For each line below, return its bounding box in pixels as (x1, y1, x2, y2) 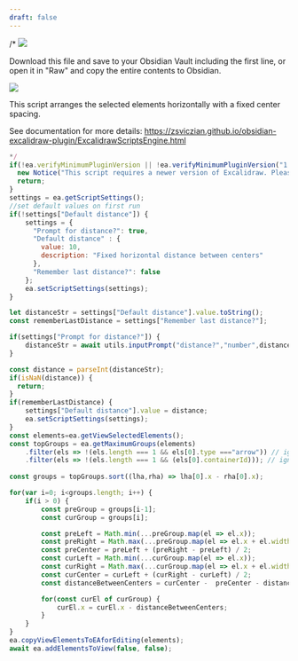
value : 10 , (41, 243, 82, 252)
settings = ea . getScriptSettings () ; (9, 193, 145, 202)
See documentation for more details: (9, 125, 143, 136)
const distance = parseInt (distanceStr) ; (9, 365, 165, 374)
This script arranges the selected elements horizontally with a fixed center (9, 98, 281, 109)
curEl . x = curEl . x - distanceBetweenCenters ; (56, 602, 228, 612)
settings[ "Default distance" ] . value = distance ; (25, 406, 208, 415)
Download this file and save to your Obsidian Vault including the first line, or (9, 55, 286, 67)
